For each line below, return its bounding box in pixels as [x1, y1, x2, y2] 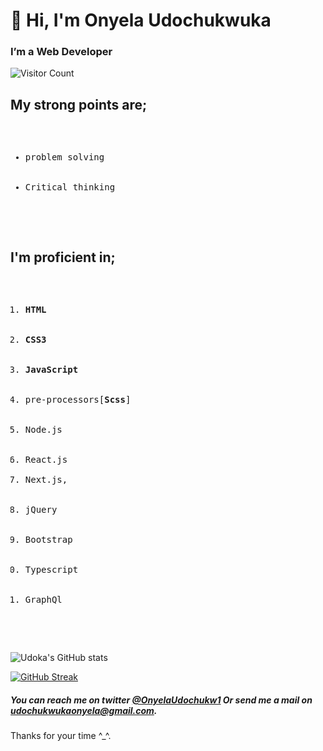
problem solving [24, 152, 105, 163]
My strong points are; [10, 96, 148, 113]
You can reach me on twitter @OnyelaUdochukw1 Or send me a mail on [10, 694, 313, 706]
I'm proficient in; [10, 249, 116, 266]
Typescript [24, 564, 79, 576]
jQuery [24, 504, 58, 516]
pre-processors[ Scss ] [24, 394, 132, 406]
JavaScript [24, 364, 79, 376]
